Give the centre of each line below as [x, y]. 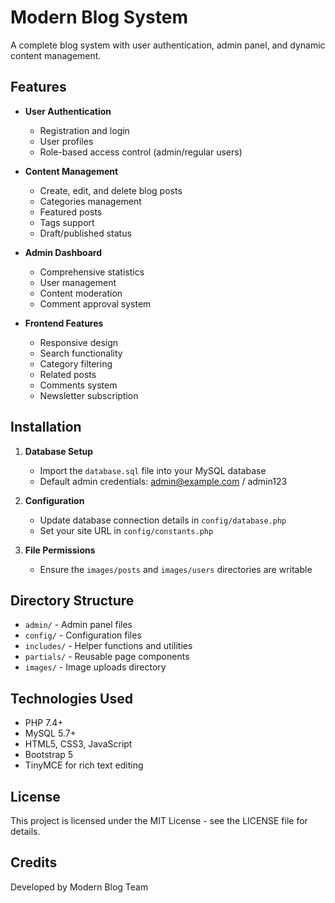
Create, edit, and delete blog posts [111, 190]
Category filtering [76, 363]
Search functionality [81, 353]
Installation [46, 427]
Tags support [67, 222]
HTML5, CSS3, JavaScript [78, 744]
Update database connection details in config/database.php [163, 520]
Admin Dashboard [63, 252]
